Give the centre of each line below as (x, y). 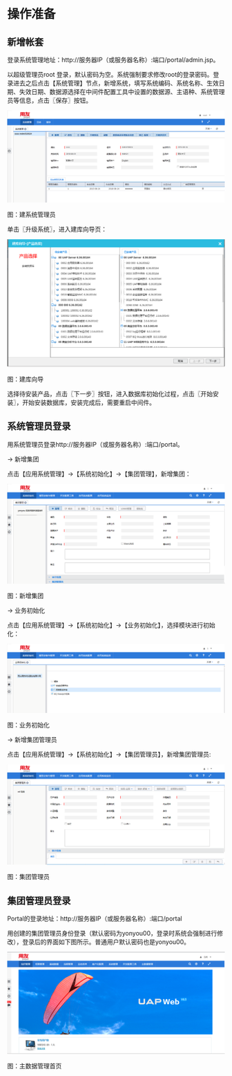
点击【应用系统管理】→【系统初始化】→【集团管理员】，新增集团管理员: (109, 754)
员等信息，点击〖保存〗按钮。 (49, 100)
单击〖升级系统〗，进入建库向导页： (57, 230)
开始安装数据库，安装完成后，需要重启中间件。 (88, 402)
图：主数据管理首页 (35, 1066)
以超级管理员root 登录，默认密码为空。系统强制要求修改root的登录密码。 (110, 74)
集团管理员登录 (39, 901)
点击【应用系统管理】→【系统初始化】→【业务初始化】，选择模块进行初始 (111, 625)
